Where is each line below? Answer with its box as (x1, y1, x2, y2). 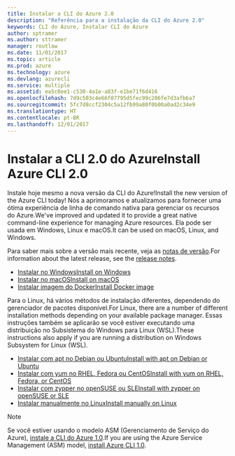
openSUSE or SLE (17, 392, 69, 400)
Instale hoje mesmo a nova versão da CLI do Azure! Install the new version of (7, 189, 228, 197)
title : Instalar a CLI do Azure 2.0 (7, 10, 114, 17)
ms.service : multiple (7, 82, 71, 89)
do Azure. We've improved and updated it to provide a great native (7, 211, 197, 220)
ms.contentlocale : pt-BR (7, 114, 80, 121)
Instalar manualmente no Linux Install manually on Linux (17, 399, 177, 408)
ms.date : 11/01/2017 (7, 50, 68, 57)
